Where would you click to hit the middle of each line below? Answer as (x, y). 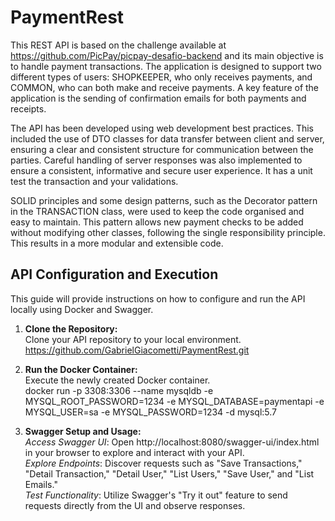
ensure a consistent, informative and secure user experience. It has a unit (161, 170)
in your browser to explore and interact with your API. (134, 452)
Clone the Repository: (71, 328)
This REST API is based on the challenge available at (118, 45)
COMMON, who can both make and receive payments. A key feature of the (165, 87)
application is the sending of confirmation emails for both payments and (158, 98)
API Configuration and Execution (114, 274)
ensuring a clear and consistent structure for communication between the (162, 149)
